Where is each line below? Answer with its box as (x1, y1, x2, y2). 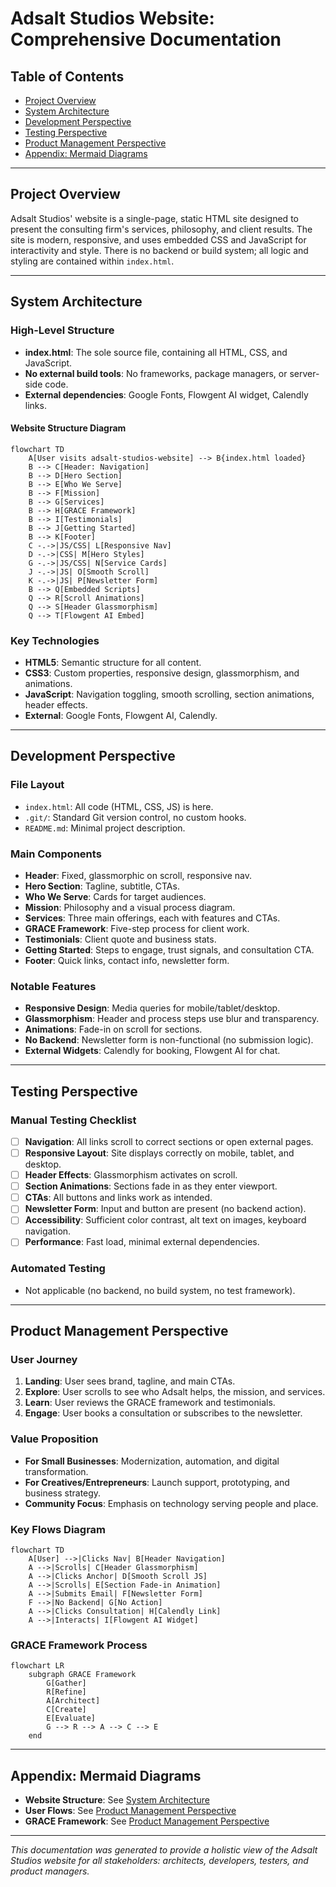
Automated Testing (10, 1262, 106, 1276)
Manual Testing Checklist (10, 1113, 137, 1127)
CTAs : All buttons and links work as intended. (24, 1192, 213, 1204)
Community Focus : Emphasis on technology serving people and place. (24, 1497, 319, 1509)
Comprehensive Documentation (10, 28, 282, 51)
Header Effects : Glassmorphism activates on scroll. (24, 1169, 238, 1181)
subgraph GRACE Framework (28, 1670, 137, 1680)
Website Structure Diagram (10, 422, 127, 434)
